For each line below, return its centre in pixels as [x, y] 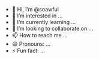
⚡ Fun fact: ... [28, 51]
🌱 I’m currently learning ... [44, 22]
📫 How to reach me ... [40, 35]
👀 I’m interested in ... [37, 16]
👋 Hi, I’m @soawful [35, 9]
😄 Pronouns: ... [31, 44]
